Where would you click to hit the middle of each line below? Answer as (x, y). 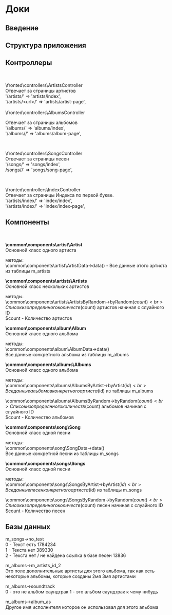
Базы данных (28, 527)
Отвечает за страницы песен (37, 159)
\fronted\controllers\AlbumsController (45, 112)
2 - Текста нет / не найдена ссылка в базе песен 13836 (66, 555)
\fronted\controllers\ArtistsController (44, 85)
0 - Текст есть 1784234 (31, 545)
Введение (22, 28)
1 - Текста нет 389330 (29, 550)
